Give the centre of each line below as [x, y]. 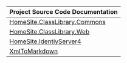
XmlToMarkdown [34, 51]
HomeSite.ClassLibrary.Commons [58, 22]
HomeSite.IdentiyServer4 [45, 41]
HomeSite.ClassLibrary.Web [50, 31]
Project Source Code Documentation [63, 12]
